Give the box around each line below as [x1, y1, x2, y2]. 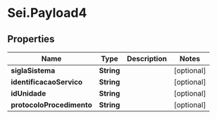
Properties [7, 33, 55, 45]
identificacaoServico [11, 77, 83, 87]
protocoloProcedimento [11, 100, 93, 110]
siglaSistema [11, 65, 55, 75]
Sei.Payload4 [7, 5, 87, 21]
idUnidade [11, 89, 46, 98]
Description [126, 54, 167, 63]
